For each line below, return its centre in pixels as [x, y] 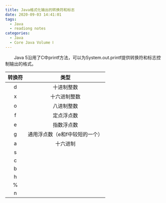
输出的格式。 [23, 64]
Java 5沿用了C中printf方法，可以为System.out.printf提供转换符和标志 [86, 57]
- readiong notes [28, 29]
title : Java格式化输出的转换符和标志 [40, 10]
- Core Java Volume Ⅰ [32, 43]
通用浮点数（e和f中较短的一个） [65, 134]
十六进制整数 [65, 96]
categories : [18, 33]
